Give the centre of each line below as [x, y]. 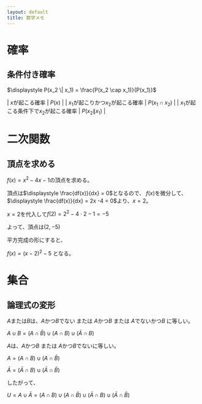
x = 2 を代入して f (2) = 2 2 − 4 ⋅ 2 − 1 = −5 [58, 214]
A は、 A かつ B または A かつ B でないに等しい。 [63, 346]
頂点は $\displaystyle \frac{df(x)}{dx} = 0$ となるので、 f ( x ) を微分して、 [97, 193]
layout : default [28, 12]
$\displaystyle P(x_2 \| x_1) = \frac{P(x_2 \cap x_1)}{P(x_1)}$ [82, 90]
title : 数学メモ [26, 18]
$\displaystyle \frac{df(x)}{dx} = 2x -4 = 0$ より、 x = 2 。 [79, 201]
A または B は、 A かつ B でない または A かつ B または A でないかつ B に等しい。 [100, 321]
